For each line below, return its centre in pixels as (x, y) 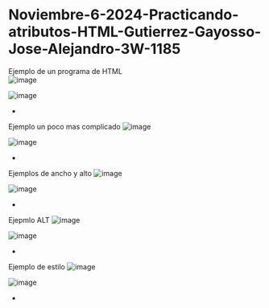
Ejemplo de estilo (37, 266)
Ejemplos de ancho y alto (50, 173)
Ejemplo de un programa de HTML (66, 71)
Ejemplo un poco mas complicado (64, 126)
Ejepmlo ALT (29, 220)
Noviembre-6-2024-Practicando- (124, 15)
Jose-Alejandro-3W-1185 (95, 49)
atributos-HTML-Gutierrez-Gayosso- (135, 32)
